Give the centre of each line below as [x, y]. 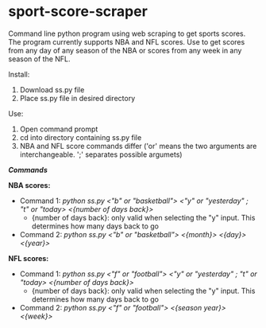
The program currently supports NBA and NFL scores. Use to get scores [127, 41]
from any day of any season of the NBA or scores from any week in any [125, 50]
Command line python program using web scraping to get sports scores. [127, 33]
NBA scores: [29, 185]
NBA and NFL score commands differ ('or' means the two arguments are [138, 146]
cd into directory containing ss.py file [81, 137]
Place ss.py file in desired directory [77, 98]
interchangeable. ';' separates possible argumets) [101, 154]
